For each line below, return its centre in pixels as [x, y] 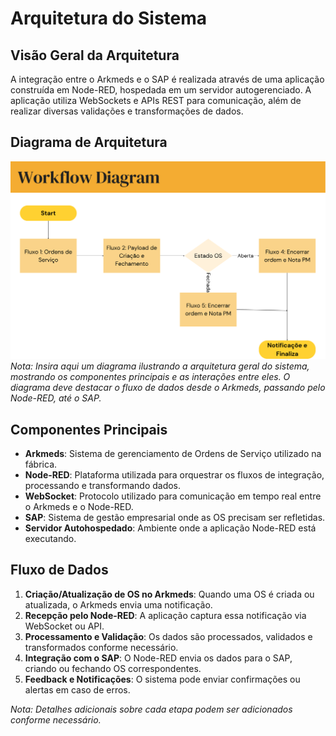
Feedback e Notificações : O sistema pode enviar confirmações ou [162, 679]
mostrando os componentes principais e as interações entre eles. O [150, 377]
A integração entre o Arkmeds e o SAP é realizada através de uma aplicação [167, 79]
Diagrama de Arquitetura [89, 142]
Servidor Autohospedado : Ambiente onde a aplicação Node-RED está [170, 528]
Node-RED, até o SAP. [56, 398]
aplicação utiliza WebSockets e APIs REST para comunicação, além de [156, 100]
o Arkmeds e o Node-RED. [79, 507]
